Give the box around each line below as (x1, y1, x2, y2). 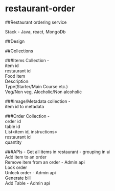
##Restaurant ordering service (5, 19, 67, 25)
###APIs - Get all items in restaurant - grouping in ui (5, 149, 111, 155)
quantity (5, 139, 22, 145)
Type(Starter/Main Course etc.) (5, 83, 68, 89)
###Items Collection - (5, 57, 49, 63)
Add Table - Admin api (5, 180, 50, 186)
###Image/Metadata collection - (5, 98, 70, 104)
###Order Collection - (5, 113, 50, 119)
